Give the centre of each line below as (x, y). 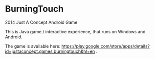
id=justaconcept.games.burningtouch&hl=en (50, 51)
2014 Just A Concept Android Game (41, 22)
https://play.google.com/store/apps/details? (106, 46)
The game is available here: (33, 46)
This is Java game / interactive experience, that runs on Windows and (75, 31)
